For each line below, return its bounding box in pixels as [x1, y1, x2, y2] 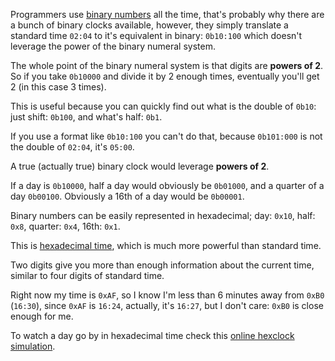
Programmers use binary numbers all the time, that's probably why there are [10, 9, 325, 20]
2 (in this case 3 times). [10, 81, 107, 93]
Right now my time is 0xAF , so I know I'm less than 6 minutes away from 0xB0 [10, 289, 325, 301]
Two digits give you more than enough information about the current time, [10, 259, 315, 271]
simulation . [10, 340, 56, 352]
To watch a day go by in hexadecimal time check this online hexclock [10, 330, 295, 341]
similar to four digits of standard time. [10, 270, 165, 281]
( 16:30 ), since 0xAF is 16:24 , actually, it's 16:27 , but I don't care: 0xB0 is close [10, 300, 324, 311]
